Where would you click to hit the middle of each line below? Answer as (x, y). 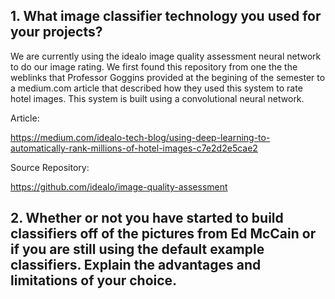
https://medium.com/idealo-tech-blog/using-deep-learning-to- (140, 137)
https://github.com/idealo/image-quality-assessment (119, 186)
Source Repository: (50, 167)
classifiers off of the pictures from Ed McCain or (163, 234)
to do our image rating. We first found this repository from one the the (154, 66)
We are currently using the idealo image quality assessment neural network (166, 56)
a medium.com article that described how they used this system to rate (156, 88)
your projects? (56, 32)
